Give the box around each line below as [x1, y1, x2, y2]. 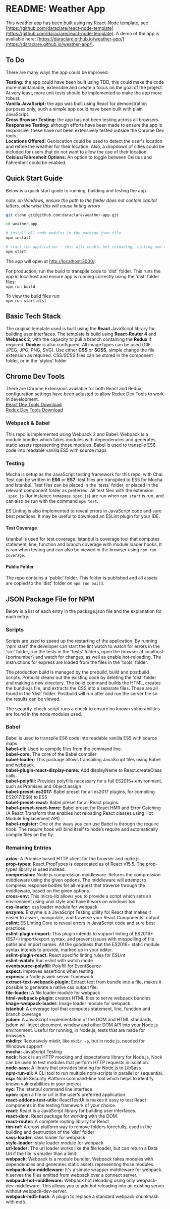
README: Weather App [6, 3, 105, 15]
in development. [6, 396, 39, 402]
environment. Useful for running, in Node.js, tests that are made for [6, 1027, 145, 1033]
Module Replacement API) [6, 815, 60, 821]
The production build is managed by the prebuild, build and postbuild [6, 669, 149, 675]
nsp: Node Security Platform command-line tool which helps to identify [6, 1076, 154, 1082]
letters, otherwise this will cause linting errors [6, 202, 100, 208]
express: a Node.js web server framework [6, 974, 94, 980]
